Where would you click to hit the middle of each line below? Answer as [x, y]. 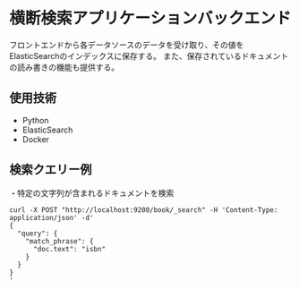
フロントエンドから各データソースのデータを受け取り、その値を [127, 45]
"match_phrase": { [60, 241]
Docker [36, 139]
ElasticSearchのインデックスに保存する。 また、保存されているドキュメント [149, 55]
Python [35, 120]
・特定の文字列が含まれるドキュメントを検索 [92, 192]
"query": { [38, 234]
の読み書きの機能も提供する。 [64, 67]
